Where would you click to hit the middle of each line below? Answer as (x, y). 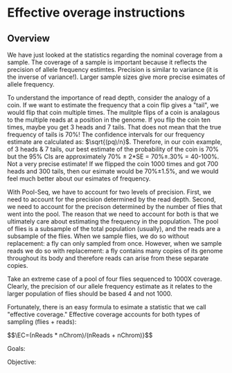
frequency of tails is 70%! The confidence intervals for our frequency (106, 134)
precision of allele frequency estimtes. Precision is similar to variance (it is (113, 70)
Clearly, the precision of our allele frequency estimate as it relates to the (110, 286)
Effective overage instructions (96, 13)
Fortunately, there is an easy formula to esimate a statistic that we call (107, 307)
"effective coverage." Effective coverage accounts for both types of (104, 314)
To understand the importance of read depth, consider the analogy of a (109, 98)
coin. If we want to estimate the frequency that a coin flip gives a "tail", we (113, 105)
